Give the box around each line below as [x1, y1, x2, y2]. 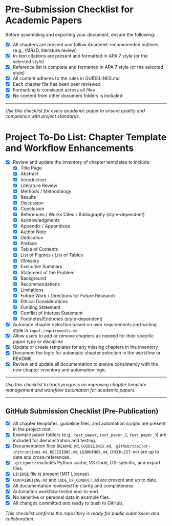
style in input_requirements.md [12, 327, 78, 333]
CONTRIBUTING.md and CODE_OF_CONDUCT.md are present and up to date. [12, 477, 158, 483]
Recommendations [20, 281, 60, 287]
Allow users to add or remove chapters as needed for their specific [12, 333, 154, 339]
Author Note [20, 229, 47, 235]
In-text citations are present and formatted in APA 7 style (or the [12, 53, 148, 59]
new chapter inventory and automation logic [12, 367, 106, 373]
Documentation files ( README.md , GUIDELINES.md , [12, 443, 113, 449]
